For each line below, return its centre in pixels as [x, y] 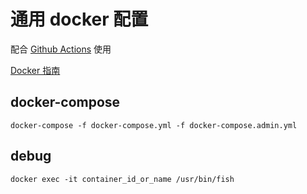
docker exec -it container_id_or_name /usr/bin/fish [122, 179]
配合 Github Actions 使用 [61, 49]
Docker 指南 [35, 70]
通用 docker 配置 [79, 19]
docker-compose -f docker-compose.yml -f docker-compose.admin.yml [154, 125]
